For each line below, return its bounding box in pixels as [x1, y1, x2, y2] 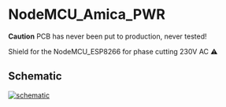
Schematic [8, 69, 62, 83]
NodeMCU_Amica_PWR [8, 6, 165, 24]
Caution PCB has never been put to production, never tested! [8, 31, 207, 41]
